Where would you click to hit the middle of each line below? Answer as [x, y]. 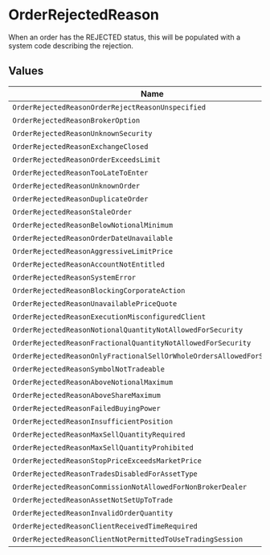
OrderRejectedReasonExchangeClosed [80, 146]
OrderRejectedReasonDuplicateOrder [80, 199]
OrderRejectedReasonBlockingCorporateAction [99, 290]
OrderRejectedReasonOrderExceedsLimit [86, 159]
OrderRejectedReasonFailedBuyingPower [86, 408]
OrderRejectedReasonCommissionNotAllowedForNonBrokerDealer [130, 487]
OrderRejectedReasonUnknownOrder [76, 186]
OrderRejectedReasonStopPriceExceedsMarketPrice [107, 460]
